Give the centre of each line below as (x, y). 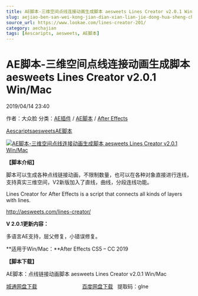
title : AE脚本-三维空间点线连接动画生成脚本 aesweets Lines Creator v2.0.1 (94, 11)
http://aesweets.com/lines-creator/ (49, 212)
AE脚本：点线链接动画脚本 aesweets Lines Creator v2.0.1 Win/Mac (86, 274)
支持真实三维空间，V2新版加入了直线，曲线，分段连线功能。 (79, 182)
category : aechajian (32, 28)
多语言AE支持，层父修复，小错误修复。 (54, 236)
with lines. (19, 200)
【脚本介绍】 (22, 162)
